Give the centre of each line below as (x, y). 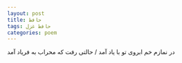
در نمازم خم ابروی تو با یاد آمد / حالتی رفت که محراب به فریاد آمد (91, 52)
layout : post (26, 13)
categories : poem (32, 33)
